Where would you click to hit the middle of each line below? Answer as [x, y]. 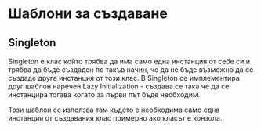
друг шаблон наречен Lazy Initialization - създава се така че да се [119, 86]
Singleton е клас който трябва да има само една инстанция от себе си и [129, 61]
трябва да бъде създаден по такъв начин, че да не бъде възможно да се [131, 70]
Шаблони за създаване [88, 14]
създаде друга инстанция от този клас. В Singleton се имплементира [124, 78]
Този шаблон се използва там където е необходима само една [114, 110]
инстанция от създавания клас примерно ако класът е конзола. [115, 118]
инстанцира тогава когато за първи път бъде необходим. [104, 94]
